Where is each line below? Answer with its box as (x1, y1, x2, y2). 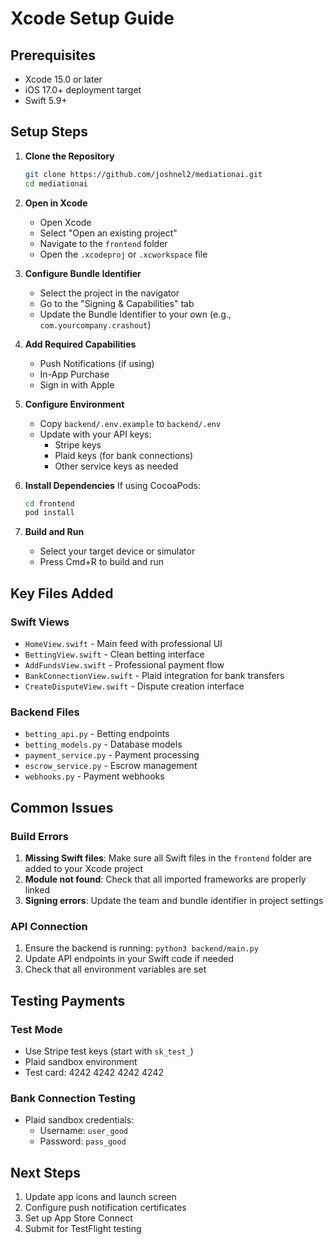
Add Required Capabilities (24, 338, 137, 350)
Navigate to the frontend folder (39, 237, 168, 249)
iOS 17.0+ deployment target (24, 84, 142, 96)
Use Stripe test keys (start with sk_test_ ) (24, 1045, 194, 1057)
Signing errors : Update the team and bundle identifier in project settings (24, 894, 324, 906)
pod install (24, 508, 75, 518)
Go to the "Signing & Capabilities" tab (39, 297, 195, 309)
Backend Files (10, 705, 80, 719)
